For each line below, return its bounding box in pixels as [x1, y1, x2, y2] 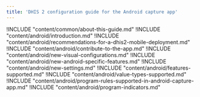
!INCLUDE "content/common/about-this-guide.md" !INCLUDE [6, 25, 161, 33]
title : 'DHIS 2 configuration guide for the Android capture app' [6, 8, 178, 15]
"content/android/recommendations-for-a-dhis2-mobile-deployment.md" [6, 38, 190, 45]
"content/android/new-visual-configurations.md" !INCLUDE [6, 51, 156, 58]
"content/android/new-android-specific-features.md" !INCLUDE [6, 58, 167, 65]
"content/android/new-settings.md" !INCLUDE [6, 64, 122, 72]
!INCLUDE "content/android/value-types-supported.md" [45, 70, 187, 78]
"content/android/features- [123, 64, 191, 72]
